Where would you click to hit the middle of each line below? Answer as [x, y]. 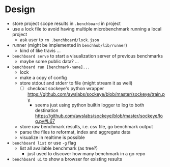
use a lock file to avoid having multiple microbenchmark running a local [87, 29]
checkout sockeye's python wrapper [66, 88]
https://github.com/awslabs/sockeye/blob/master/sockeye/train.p [96, 94]
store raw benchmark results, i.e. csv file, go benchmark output [86, 127]
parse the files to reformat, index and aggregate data [75, 132]
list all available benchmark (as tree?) [59, 148]
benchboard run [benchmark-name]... [51, 67]
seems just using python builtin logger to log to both [90, 105]
